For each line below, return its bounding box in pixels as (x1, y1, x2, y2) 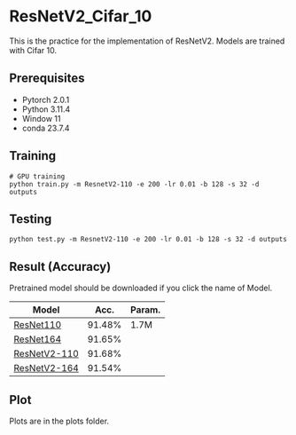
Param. (129, 304, 161, 316)
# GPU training (9, 171, 66, 181)
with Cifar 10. (9, 44, 58, 55)
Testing (9, 211, 52, 226)
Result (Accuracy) (9, 259, 112, 274)
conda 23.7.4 (21, 123, 70, 133)
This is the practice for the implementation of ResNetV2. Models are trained (9, 36, 285, 46)
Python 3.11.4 (21, 104, 71, 115)
